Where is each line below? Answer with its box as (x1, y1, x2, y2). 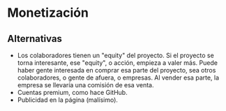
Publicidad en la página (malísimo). (17, 96, 119, 104)
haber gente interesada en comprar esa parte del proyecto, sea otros (17, 66, 216, 74)
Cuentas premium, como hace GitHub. (17, 89, 128, 96)
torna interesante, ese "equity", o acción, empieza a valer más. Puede (17, 59, 218, 67)
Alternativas (7, 33, 63, 45)
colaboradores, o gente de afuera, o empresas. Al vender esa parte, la (17, 73, 220, 82)
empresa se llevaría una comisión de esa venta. (17, 81, 154, 89)
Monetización (7, 5, 89, 21)
